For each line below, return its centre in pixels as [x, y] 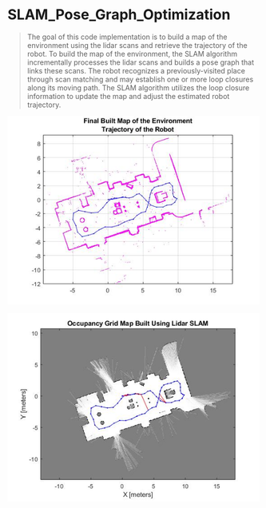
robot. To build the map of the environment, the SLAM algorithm [132, 54]
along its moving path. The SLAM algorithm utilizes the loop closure [138, 87]
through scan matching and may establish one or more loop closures [140, 79]
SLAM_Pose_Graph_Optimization [119, 15]
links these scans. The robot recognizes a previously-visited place [136, 70]
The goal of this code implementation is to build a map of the [127, 37]
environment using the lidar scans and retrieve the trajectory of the [137, 45]
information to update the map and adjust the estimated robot [128, 96]
